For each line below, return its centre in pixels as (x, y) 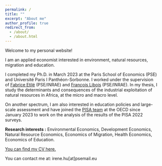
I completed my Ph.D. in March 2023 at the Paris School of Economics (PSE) (81, 74)
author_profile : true (27, 23)
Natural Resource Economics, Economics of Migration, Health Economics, (79, 134)
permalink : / (18, 9)
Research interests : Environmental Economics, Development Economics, (79, 129)
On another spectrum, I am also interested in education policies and (73, 104)
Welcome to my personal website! (39, 50)
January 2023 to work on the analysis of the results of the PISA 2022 (74, 115)
